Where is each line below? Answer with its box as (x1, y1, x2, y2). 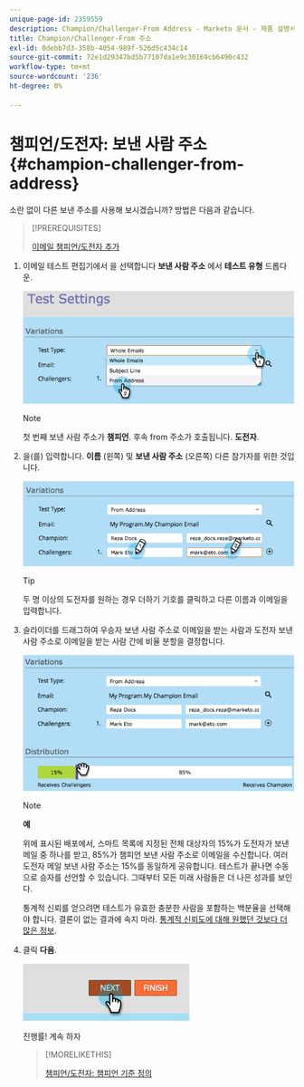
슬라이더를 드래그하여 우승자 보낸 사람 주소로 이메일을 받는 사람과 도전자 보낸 (22, 624, 294, 635)
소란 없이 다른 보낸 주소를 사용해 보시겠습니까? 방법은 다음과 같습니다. (9, 204, 255, 215)
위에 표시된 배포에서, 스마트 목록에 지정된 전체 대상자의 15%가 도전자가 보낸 (22, 838, 290, 849)
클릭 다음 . (22, 945, 57, 956)
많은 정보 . (22, 925, 57, 937)
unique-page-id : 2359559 (9, 14, 103, 24)
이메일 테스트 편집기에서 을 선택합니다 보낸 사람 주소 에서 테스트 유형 (22, 260, 263, 271)
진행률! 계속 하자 (22, 1031, 81, 1042)
